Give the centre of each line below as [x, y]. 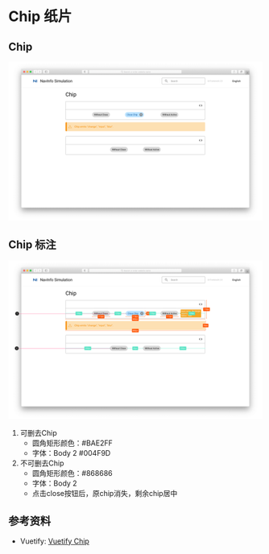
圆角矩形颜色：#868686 [72, 473]
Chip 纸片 [40, 17]
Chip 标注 [32, 245]
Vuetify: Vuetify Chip [55, 541]
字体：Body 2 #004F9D [71, 453]
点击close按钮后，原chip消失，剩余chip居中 [105, 493]
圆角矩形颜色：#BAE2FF [72, 443]
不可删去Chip [42, 463]
